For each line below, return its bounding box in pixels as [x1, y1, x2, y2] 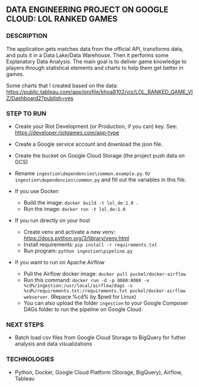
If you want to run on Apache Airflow [14, 258, 105, 266]
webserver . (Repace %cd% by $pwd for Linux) [23, 293, 136, 300]
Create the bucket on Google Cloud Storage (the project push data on [14, 152, 185, 159]
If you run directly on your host [14, 216, 91, 224]
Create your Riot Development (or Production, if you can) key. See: [14, 123, 178, 130]
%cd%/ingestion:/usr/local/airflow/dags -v [23, 283, 133, 289]
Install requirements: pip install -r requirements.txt [23, 241, 158, 248]
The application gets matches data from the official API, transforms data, [6, 45, 184, 52]
